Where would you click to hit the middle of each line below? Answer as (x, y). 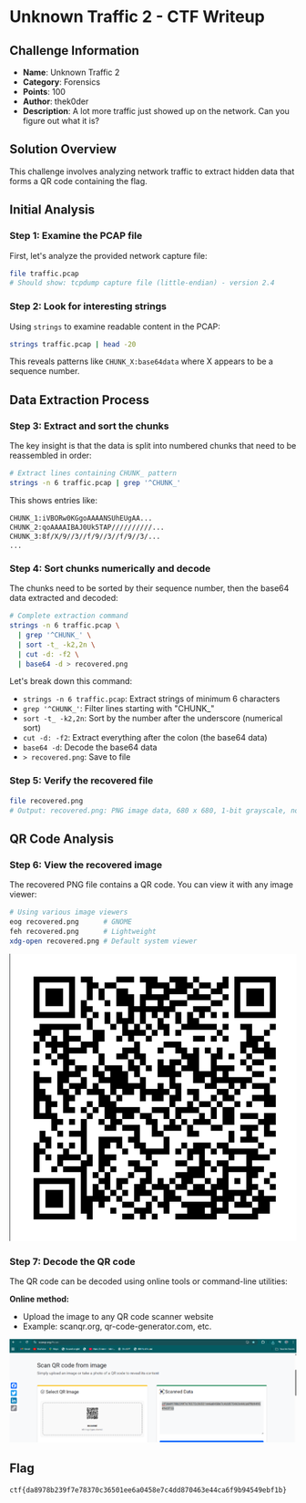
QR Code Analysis (61, 839)
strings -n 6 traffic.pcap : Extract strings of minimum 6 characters (151, 699)
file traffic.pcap (44, 274)
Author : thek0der (56, 101)
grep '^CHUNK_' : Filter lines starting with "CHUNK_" (118, 709)
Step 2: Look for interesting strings (88, 306)
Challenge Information (74, 51)
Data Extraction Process (80, 400)
